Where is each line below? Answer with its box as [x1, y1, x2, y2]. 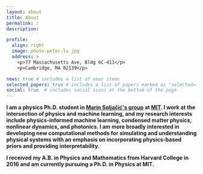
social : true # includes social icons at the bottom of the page [6, 87, 177, 93]
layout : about [6, 8, 42, 15]
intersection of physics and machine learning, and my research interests [6, 110, 192, 118]
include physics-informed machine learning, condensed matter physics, [6, 116, 192, 124]
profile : [6, 37, 28, 43]
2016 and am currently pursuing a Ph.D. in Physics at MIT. [6, 161, 155, 168]
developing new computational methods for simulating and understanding [6, 130, 197, 137]
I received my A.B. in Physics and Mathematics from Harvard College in [6, 154, 189, 161]
